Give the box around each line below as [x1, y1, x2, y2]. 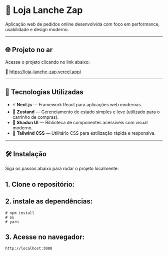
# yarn [5, 219, 19, 224]
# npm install [5, 210, 35, 215]
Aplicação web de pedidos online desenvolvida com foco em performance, [5, 21, 160, 27]
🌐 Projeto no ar [5, 46, 53, 54]
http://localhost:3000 [5, 246, 52, 251]
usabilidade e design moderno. [5, 26, 69, 32]
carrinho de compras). [12, 114, 59, 120]
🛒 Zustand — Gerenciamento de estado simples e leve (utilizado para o [12, 109, 160, 115]
